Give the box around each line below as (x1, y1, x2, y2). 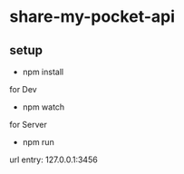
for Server (9, 120, 48, 130)
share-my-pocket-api (9, 6, 175, 27)
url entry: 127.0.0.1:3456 (9, 154, 98, 165)
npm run (22, 137, 54, 147)
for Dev (9, 84, 38, 94)
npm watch (22, 101, 65, 112)
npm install (22, 66, 64, 77)
